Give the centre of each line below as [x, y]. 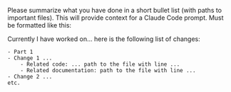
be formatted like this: [40, 25]
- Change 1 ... [30, 58]
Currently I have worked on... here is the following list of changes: [104, 39]
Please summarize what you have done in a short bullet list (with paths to [115, 10]
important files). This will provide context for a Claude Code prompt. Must [115, 18]
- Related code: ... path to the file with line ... [100, 64]
